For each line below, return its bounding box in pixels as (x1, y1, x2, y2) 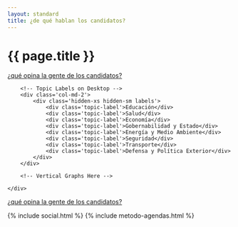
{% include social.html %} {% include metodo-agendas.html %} (7, 211, 195, 220)
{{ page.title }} (7, 48, 95, 64)
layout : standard (7, 10, 59, 18)
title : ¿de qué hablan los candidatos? (7, 17, 126, 24)
